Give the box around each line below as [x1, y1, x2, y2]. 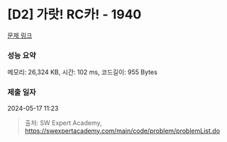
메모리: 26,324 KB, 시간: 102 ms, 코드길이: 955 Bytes [7, 68, 157, 76]
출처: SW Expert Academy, [24, 118, 102, 127]
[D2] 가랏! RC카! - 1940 [7, 6, 142, 23]
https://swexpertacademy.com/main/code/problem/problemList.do [24, 126, 221, 135]
